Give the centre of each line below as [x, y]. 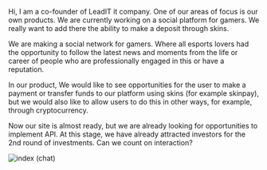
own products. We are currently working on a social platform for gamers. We [134, 20]
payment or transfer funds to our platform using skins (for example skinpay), [133, 93]
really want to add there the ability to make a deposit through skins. [119, 28]
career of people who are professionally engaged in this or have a [116, 61]
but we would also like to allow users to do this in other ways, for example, [130, 102]
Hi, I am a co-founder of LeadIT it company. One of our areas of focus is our [133, 12]
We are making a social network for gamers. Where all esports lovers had [129, 44]
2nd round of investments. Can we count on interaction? [100, 142]
